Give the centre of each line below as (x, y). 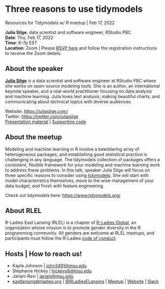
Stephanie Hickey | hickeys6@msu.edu (52, 271)
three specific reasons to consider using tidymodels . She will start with (77, 175)
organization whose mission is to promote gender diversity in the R (73, 228)
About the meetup (34, 137)
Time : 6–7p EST (21, 42)
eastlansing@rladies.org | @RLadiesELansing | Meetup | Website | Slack (85, 282)
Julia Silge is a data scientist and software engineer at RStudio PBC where (81, 80)
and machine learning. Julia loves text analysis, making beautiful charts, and (82, 96)
